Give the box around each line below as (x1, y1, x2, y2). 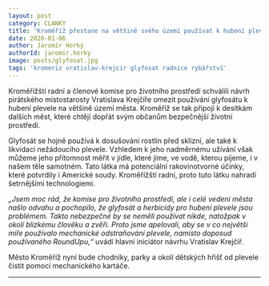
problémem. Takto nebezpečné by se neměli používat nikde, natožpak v (8, 210, 247, 221)
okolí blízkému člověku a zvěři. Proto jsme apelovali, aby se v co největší (8, 219, 248, 229)
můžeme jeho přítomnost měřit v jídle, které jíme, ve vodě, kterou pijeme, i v (8, 153, 259, 162)
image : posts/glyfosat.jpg (8, 57, 98, 65)
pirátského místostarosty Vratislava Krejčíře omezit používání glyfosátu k (8, 94, 248, 104)
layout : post (8, 11, 52, 20)
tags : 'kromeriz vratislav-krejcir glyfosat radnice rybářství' (8, 64, 227, 72)
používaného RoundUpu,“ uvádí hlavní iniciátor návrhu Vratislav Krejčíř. (8, 236, 244, 246)
